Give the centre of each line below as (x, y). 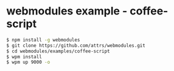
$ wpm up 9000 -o (28, 62)
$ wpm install (24, 57)
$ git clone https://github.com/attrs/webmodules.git (76, 45)
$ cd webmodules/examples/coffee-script (58, 51)
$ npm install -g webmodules (43, 40)
